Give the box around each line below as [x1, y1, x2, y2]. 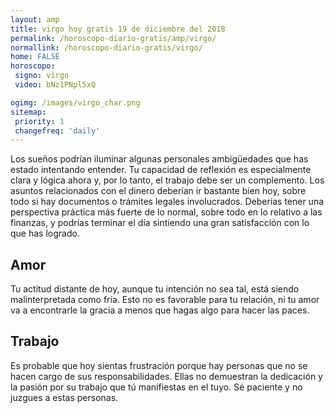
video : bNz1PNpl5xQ [14, 80, 97, 90]
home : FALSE [10, 52, 60, 62]
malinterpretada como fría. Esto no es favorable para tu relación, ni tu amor [10, 294, 320, 306]
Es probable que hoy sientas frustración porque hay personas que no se [10, 359, 308, 371]
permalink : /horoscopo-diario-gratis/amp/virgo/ [10, 33, 217, 43]
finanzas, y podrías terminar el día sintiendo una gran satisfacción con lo [10, 217, 310, 229]
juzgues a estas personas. [10, 391, 119, 403]
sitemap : [10, 107, 47, 117]
